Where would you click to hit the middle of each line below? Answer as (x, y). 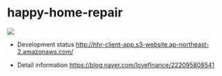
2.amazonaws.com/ (45, 51)
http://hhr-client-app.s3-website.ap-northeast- (142, 44)
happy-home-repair (65, 13)
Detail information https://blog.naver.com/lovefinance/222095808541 (116, 65)
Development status (46, 44)
